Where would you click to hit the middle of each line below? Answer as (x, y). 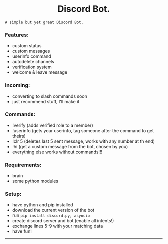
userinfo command (32, 56)
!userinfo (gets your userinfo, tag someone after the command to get (83, 130)
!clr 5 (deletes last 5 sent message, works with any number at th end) (83, 141)
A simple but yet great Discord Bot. (44, 22)
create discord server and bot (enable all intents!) (63, 221)
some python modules (35, 181)
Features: (17, 35)
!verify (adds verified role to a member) (53, 125)
